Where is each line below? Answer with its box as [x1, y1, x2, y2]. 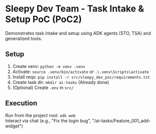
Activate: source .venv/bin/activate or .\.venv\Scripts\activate [12, 68, 149, 74]
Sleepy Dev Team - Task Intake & [5, 3, 144, 14]
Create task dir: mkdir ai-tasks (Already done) [12, 79, 109, 85]
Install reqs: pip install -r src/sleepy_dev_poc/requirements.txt [12, 73, 150, 80]
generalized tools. [5, 35, 43, 41]
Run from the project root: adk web [5, 112, 76, 118]
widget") [5, 123, 24, 129]
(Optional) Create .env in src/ [12, 84, 74, 90]
